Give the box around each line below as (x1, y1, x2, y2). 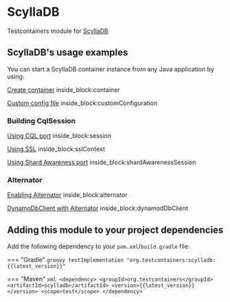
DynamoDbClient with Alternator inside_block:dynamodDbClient (7, 204, 189, 213)
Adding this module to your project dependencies (7, 224, 224, 235)
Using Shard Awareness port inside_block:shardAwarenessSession (7, 159, 196, 167)
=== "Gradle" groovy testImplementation (7, 255, 124, 264)
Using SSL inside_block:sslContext (7, 145, 105, 153)
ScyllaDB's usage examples (7, 47, 128, 58)
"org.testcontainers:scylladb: (126, 257, 216, 264)
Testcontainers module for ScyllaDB (7, 27, 108, 35)
